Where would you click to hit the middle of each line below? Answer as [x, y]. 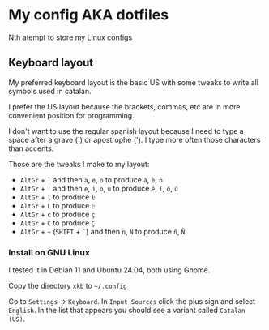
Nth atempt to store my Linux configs [70, 37]
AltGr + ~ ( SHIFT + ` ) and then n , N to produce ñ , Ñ [102, 231]
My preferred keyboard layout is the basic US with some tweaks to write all [134, 82]
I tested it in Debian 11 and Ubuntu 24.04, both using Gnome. [109, 270]
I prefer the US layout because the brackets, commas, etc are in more [124, 106]
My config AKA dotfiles [88, 15]
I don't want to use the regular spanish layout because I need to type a [126, 131]
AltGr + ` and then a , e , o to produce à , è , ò [92, 179]
